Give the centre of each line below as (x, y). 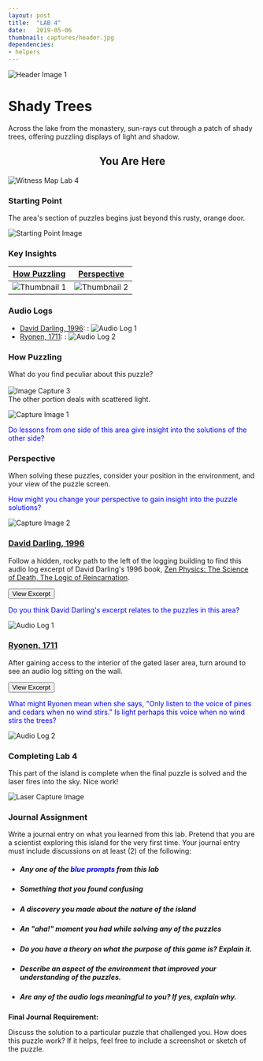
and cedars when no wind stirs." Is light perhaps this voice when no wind (127, 712)
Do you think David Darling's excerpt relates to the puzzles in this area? (124, 610)
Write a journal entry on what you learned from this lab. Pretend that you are (131, 834)
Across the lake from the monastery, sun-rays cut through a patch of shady (131, 128)
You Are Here (132, 161)
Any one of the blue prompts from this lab (89, 869)
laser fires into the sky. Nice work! (63, 782)
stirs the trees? (32, 720)
